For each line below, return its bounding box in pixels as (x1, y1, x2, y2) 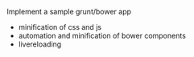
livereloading (18, 39, 62, 49)
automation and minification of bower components (18, 31, 186, 40)
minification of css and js (18, 22, 101, 31)
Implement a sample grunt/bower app (6, 7, 132, 16)
